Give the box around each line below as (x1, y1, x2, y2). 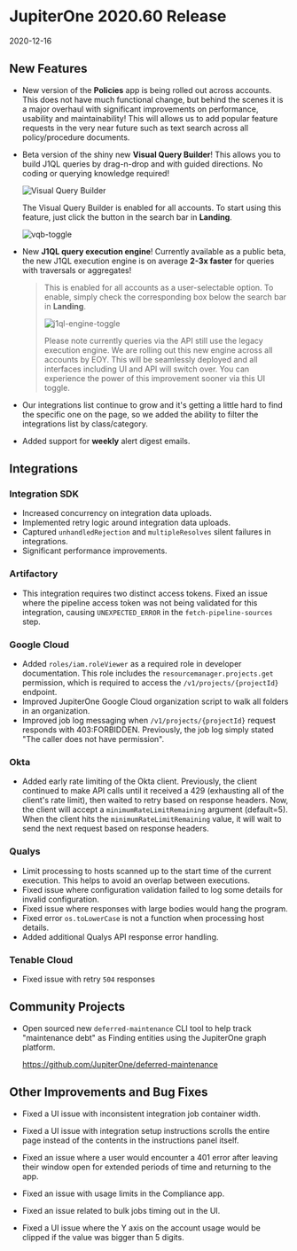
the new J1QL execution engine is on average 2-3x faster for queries (21, 255, 275, 266)
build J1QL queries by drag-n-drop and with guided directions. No (21, 158, 263, 169)
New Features (9, 61, 88, 76)
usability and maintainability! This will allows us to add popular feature (21, 113, 278, 123)
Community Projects (9, 999, 126, 1014)
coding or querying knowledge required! (21, 168, 170, 178)
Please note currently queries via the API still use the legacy (43, 335, 263, 346)
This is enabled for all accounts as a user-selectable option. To (43, 282, 274, 293)
